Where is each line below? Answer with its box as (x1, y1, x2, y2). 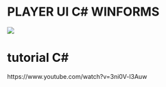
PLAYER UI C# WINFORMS (7, 4, 160, 20)
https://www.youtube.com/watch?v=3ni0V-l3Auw (7, 72, 147, 80)
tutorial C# (7, 50, 69, 65)
